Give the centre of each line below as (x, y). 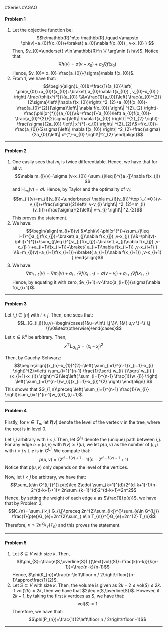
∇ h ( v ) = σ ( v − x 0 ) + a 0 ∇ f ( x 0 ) (88, 65)
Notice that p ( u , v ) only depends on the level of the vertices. (67, 467)
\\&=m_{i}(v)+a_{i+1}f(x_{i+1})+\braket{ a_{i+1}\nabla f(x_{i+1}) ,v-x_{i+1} (88, 252)
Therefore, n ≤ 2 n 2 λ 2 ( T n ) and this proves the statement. (63, 525)
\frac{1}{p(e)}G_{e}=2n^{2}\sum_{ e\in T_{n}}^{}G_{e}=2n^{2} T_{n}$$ (84, 516)
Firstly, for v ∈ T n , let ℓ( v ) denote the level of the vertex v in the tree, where (83, 423)
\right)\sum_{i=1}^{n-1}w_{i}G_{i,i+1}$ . (44, 394)
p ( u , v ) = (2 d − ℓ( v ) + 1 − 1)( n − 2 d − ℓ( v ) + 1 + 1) (84, 459)
